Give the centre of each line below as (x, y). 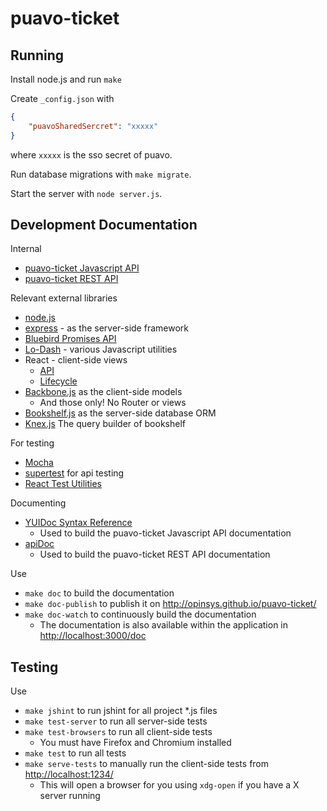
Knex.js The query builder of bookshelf (105, 424)
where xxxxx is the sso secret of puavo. (91, 154)
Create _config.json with (62, 98)
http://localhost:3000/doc (93, 636)
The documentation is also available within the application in (164, 625)
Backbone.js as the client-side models (103, 392)
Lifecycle (58, 381)
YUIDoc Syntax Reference (78, 523)
